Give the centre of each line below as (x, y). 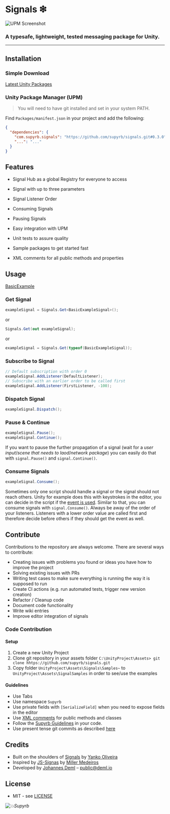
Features (19, 167)
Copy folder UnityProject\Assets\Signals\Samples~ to (69, 668)
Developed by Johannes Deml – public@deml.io (62, 768)
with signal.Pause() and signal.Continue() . (51, 458)
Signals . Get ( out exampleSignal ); (40, 329)
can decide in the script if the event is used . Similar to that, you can (75, 502)
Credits (17, 745)
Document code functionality (43, 606)
